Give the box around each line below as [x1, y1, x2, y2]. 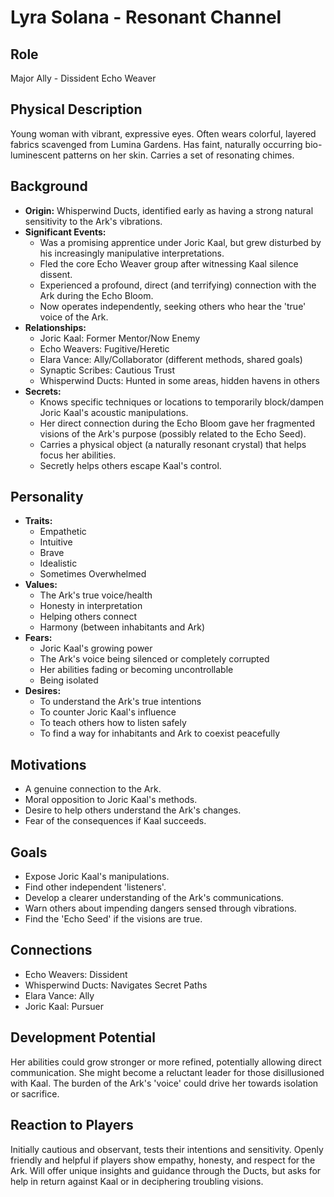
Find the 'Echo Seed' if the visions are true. [24, 913, 203, 925]
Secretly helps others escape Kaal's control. [39, 459, 222, 471]
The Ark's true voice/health [39, 589, 153, 601]
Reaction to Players [10, 1117, 134, 1134]
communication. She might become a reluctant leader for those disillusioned [10, 1066, 325, 1078]
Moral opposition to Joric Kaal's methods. [24, 794, 198, 806]
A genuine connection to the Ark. [24, 783, 162, 795]
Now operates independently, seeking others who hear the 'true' [39, 300, 307, 312]
